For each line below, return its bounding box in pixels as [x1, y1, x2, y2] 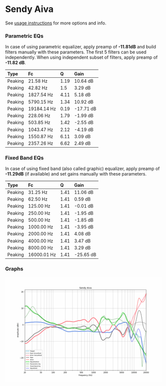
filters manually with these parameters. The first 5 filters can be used [5, 49, 147, 55]
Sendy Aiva [5, 3, 54, 15]
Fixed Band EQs [5, 154, 44, 161]
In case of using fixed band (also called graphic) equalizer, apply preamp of [5, 166, 160, 172]
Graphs [5, 265, 23, 272]
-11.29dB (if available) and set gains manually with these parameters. [5, 171, 147, 177]
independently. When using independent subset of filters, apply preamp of [5, 54, 158, 60]
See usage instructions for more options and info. [5, 20, 107, 26]
